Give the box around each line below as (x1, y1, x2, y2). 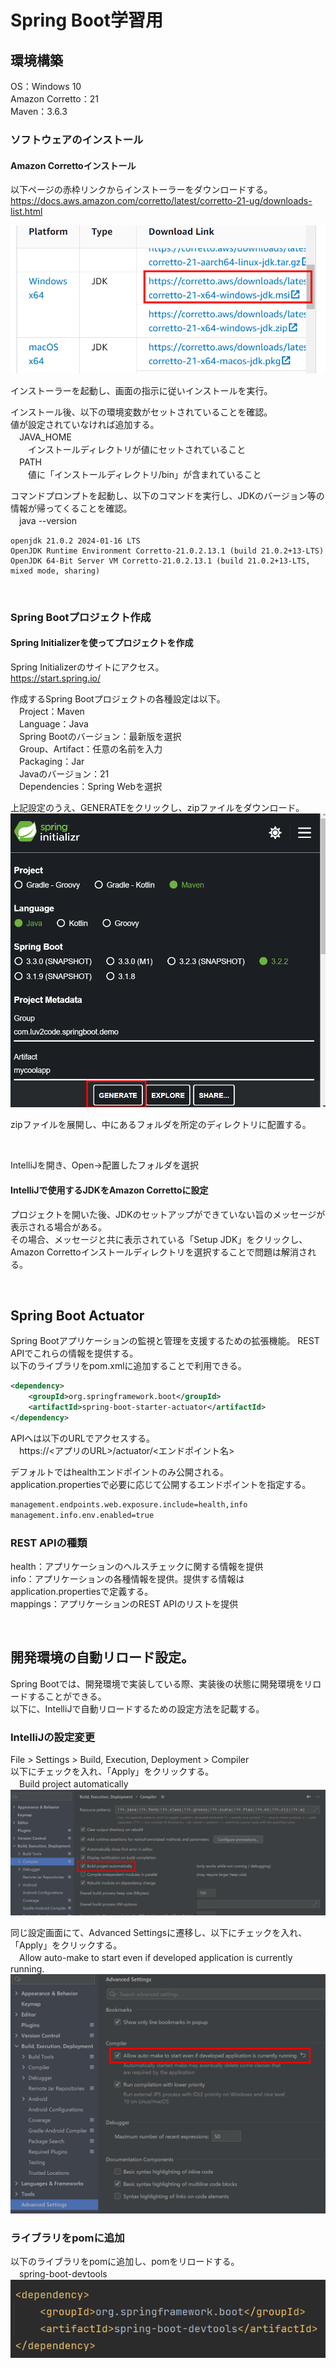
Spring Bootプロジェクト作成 (10, 610, 152, 624)
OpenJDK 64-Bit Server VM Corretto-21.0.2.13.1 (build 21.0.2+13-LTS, (10, 556, 311, 566)
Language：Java (18, 718, 89, 730)
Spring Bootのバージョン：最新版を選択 (18, 731, 182, 743)
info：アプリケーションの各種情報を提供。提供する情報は (10, 1572, 245, 1585)
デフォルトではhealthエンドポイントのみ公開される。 (10, 1466, 229, 1478)
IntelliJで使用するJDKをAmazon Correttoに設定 (10, 1184, 209, 1196)
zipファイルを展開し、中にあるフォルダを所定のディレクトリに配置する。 (10, 1119, 312, 1131)
